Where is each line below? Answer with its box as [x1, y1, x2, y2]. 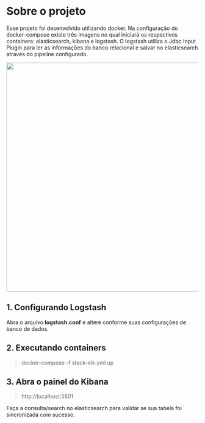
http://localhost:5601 [21, 392, 74, 400]
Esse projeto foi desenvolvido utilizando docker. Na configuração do [6, 24, 178, 32]
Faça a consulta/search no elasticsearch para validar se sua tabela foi [6, 405, 182, 412]
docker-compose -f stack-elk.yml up [21, 359, 114, 366]
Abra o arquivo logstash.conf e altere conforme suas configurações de [6, 319, 187, 326]
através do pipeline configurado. [6, 50, 88, 57]
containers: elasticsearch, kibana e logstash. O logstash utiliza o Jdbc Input [6, 37, 196, 45]
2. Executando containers [6, 343, 107, 353]
